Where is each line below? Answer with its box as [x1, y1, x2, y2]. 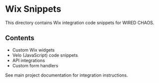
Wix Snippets [5, 3, 61, 15]
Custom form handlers [12, 62, 58, 68]
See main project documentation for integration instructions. [5, 72, 128, 78]
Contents [5, 34, 35, 42]
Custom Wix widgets [12, 47, 55, 53]
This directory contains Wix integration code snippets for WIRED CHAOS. [5, 20, 155, 26]
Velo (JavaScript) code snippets [12, 52, 78, 58]
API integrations [12, 57, 46, 63]
